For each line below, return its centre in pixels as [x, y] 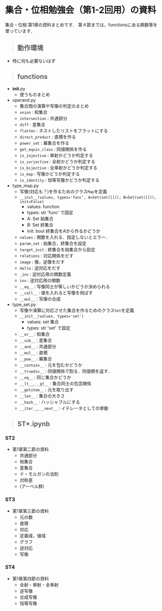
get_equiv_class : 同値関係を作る [53, 149]
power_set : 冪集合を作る [44, 143]
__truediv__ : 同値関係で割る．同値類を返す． [66, 371]
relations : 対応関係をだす [47, 255]
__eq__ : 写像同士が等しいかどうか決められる [65, 286]
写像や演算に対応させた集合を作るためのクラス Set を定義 [77, 310]
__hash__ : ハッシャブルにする [50, 402]
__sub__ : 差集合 [36, 340]
